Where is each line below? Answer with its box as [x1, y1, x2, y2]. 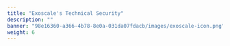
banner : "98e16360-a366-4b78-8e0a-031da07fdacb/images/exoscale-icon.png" [7, 22, 225, 29]
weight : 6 [7, 28, 36, 36]
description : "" [7, 16, 53, 23]
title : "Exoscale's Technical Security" [7, 9, 125, 17]
